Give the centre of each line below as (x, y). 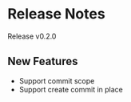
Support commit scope (57, 80)
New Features (43, 61)
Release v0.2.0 (32, 36)
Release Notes (56, 14)
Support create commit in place (71, 89)
